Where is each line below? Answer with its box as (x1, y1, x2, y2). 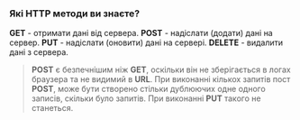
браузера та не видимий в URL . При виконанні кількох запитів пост (31, 74, 291, 85)
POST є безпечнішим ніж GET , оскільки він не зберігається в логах (31, 64, 291, 75)
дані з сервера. (9, 47, 69, 58)
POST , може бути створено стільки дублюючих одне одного (31, 84, 266, 95)
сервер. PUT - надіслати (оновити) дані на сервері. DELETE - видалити (9, 37, 284, 48)
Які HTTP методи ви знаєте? (9, 7, 141, 20)
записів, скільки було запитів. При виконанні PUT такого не (31, 93, 261, 104)
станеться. (31, 103, 74, 114)
